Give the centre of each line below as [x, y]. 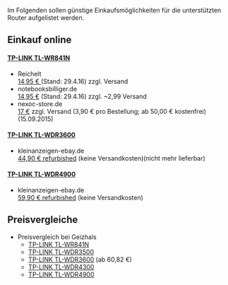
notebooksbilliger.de [47, 88]
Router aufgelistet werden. [46, 18]
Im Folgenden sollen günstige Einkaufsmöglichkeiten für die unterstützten [114, 10]
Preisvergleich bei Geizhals [57, 237]
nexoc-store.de [40, 104]
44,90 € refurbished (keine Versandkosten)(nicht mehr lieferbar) [112, 158]
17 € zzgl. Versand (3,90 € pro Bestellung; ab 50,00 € [95, 111]
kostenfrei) [191, 111]
